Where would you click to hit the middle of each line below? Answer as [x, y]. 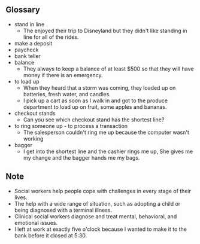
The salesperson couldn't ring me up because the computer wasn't [106, 132]
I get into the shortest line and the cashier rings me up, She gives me [108, 151]
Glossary [23, 10]
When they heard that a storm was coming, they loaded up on [99, 88]
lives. [21, 197]
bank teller [28, 56]
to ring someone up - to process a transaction [71, 126]
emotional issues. [36, 222]
